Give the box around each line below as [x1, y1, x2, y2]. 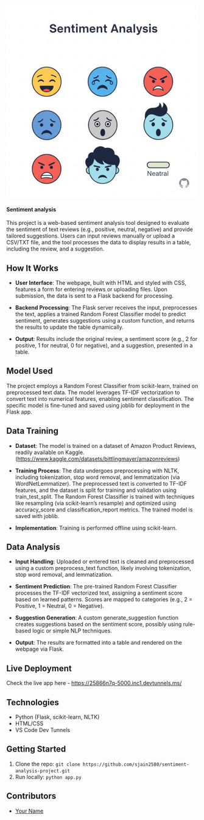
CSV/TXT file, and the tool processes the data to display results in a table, [6, 239, 191, 246]
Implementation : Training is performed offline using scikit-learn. [15, 524, 177, 532]
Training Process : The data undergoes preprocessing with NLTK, [15, 467, 180, 474]
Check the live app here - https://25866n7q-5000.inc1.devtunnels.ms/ [6, 679, 182, 687]
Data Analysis [6, 542, 61, 552]
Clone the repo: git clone [15, 760, 80, 767]
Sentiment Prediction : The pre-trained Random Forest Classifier [15, 583, 177, 590]
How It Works [6, 263, 59, 273]
